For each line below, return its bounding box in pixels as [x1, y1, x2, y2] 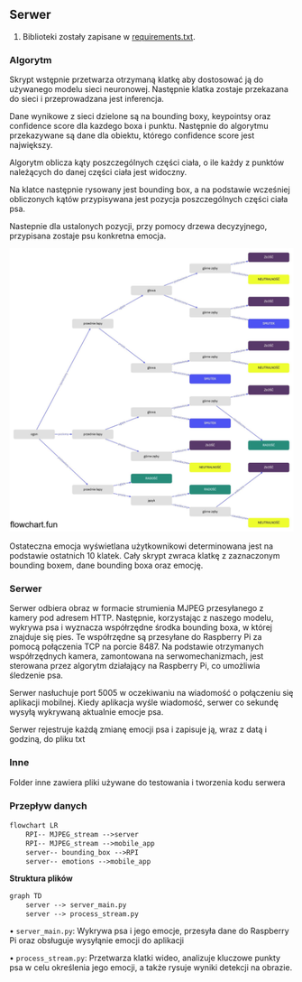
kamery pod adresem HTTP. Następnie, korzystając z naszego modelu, [9, 613, 274, 624]
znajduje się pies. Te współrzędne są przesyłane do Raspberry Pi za [9, 632, 262, 643]
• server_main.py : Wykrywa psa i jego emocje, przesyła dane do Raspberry [9, 925, 290, 937]
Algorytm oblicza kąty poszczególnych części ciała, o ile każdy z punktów [9, 157, 285, 168]
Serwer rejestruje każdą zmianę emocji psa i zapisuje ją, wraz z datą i [9, 724, 268, 735]
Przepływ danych [9, 799, 87, 811]
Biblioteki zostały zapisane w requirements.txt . [22, 31, 196, 42]
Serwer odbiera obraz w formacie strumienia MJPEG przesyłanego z [9, 603, 264, 614]
